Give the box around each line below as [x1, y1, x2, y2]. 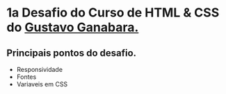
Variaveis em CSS [16, 80, 68, 88]
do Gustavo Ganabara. [6, 19, 139, 35]
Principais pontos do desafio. [6, 47, 137, 59]
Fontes [16, 73, 37, 81]
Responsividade [16, 66, 63, 73]
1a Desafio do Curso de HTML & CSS [6, 5, 220, 21]
